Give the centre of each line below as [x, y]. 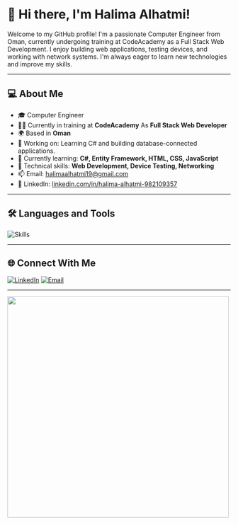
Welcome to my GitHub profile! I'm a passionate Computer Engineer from [114, 34]
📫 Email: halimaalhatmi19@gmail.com [73, 173]
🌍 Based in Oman [44, 133]
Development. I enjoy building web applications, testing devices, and [107, 49]
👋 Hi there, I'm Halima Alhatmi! [99, 15]
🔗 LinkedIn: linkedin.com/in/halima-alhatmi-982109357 [97, 184]
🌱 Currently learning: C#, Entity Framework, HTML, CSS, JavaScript [118, 158]
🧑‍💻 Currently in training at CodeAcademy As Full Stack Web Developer [123, 125]
